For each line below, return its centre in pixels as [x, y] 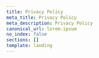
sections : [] [23, 40]
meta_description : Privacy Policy [50, 23]
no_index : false [27, 34]
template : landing [29, 46]
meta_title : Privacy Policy [42, 18]
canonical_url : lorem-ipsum [42, 29]
